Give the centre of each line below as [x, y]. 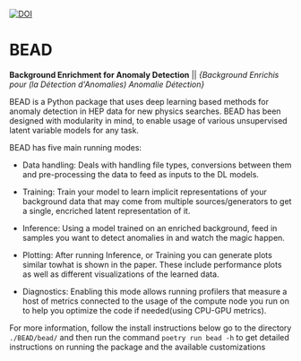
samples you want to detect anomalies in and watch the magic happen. [153, 237]
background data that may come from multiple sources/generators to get [157, 201]
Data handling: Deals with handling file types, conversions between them [157, 165]
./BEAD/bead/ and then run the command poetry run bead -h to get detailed [149, 337]
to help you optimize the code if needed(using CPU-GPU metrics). [144, 310]
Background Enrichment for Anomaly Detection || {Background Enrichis [144, 74]
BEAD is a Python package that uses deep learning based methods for [139, 101]
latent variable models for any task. [74, 130]
